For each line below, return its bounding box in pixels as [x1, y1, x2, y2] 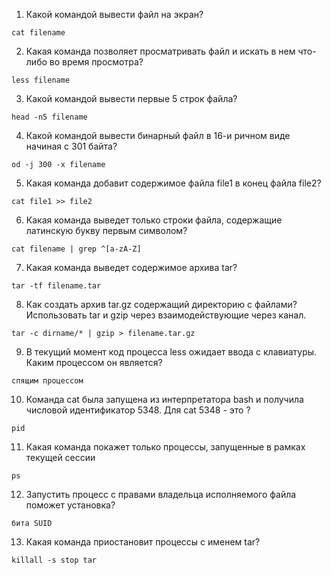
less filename [11, 75, 71, 85]
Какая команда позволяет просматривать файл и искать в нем [25, 45, 296, 57]
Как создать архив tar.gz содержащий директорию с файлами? [25, 299, 298, 310]
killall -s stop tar [11, 555, 98, 565]
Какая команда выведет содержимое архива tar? [25, 262, 238, 273]
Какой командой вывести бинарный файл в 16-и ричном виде [25, 130, 291, 141]
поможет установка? [25, 499, 116, 511]
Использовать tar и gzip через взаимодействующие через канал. [25, 309, 307, 321]
